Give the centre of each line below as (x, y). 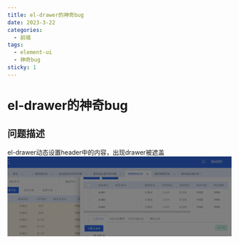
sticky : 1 (22, 67)
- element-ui (33, 52)
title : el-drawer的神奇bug (46, 15)
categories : (25, 30)
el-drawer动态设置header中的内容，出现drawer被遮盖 (86, 152)
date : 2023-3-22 (31, 22)
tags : (15, 45)
